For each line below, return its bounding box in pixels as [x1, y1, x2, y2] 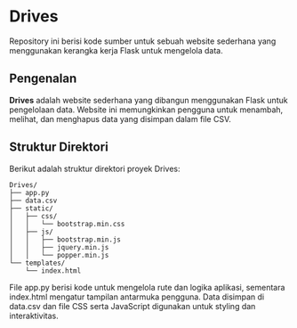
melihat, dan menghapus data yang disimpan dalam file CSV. [9, 113, 231, 124]
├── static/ [9, 203, 53, 213]
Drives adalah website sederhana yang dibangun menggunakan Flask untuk [9, 94, 288, 105]
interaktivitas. [9, 310, 60, 321]
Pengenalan [9, 71, 77, 86]
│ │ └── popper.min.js [9, 250, 109, 259]
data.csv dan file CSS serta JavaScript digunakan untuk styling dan [9, 300, 256, 311]
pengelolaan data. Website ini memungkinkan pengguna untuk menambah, [9, 104, 284, 115]
